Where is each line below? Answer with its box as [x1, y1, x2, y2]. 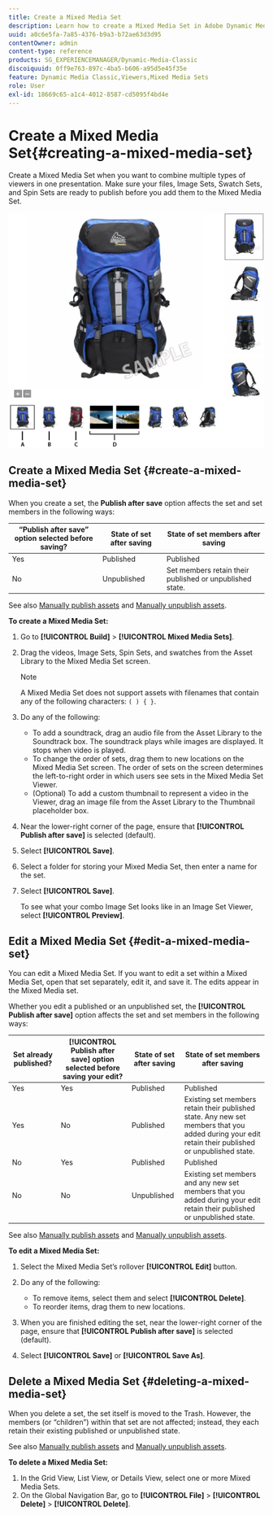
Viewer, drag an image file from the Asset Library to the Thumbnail [32, 797, 256, 807]
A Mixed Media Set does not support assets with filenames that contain [19, 688, 259, 698]
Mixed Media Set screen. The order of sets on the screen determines [32, 763, 264, 773]
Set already [13, 1050, 53, 1060]
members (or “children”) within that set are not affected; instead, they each [8, 1418, 259, 1427]
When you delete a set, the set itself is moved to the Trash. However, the [8, 1409, 252, 1418]
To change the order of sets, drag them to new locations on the [32, 754, 245, 764]
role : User [8, 81, 45, 89]
